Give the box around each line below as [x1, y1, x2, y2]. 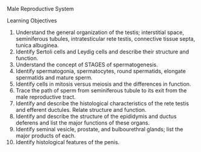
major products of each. [15, 132, 76, 139]
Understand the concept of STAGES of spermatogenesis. [15, 61, 158, 68]
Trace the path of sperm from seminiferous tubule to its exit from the [15, 87, 187, 94]
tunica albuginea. [15, 42, 59, 49]
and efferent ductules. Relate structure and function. [15, 106, 147, 113]
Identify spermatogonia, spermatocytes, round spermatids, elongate [15, 67, 186, 75]
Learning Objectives [7, 17, 57, 24]
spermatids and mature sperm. [15, 74, 93, 81]
